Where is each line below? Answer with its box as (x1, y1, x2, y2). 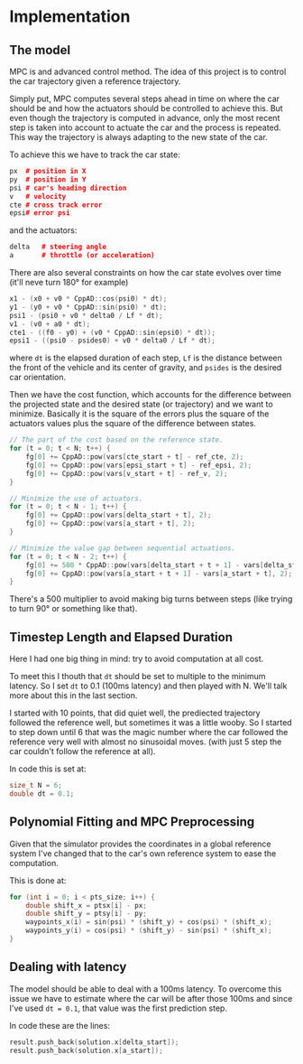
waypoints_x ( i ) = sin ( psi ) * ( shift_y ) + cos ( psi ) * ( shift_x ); (25, 918, 272, 927)
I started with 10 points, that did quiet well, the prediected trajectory (9, 707, 261, 719)
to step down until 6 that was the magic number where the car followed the (9, 727, 289, 738)
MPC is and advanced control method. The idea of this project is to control (9, 66, 287, 77)
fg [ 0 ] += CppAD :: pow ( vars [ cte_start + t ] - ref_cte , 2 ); (25, 453, 244, 462)
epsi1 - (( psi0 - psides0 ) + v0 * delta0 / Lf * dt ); (9, 336, 216, 345)
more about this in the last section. (9, 690, 138, 701)
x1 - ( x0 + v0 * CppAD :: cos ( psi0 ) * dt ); (9, 294, 168, 303)
